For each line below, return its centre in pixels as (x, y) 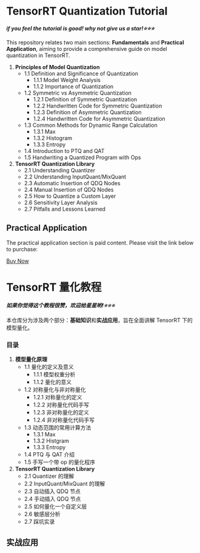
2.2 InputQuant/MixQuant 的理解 (65, 483)
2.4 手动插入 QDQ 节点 (52, 498)
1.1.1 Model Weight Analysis (67, 80)
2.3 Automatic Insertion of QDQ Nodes (72, 183)
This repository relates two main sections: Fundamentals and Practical (95, 42)
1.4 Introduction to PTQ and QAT (64, 151)
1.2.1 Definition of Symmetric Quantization (85, 99)
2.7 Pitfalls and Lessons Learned (65, 209)
